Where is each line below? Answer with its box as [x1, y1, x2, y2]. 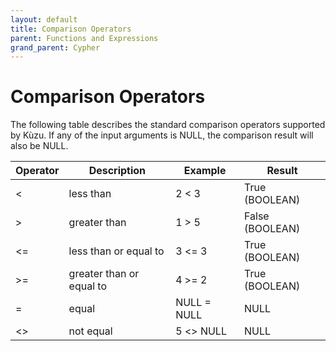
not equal [68, 324, 113, 338]
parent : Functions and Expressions [10, 33, 159, 43]
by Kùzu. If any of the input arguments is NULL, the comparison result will [10, 129, 314, 141]
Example [183, 164, 227, 178]
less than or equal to [68, 244, 165, 258]
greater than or [68, 267, 140, 281]
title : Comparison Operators [10, 24, 132, 34]
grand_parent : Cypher [10, 42, 101, 53]
